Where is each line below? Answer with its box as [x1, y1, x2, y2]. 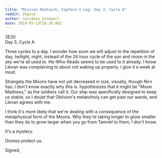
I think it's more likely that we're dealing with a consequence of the [5, 109, 139, 115]
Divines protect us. [5, 138, 43, 144]
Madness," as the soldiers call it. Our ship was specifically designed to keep [5, 89, 157, 95]
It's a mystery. [5, 128, 33, 134]
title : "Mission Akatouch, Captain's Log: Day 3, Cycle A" [5, 7, 127, 12]
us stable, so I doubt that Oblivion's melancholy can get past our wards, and [5, 94, 157, 100]
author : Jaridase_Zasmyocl [5, 16, 60, 21]
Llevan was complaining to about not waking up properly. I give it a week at [5, 64, 156, 70]
